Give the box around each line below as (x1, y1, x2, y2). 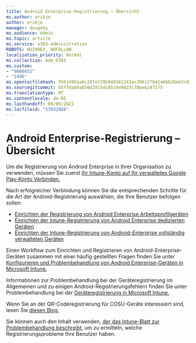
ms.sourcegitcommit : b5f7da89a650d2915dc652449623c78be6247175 (6, 85, 163, 91)
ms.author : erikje (6, 14, 51, 20)
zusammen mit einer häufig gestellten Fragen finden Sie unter (26, 253, 175, 260)
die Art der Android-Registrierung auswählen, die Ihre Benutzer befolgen (6, 193, 181, 200)
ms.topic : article (6, 36, 51, 41)
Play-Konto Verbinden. (6, 176, 60, 183)
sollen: (6, 199, 22, 206)
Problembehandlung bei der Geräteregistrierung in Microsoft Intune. (6, 289, 170, 296)
